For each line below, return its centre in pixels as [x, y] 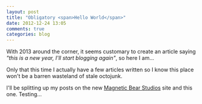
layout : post [23, 12]
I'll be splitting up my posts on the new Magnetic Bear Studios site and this [99, 88]
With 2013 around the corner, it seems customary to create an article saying [101, 51]
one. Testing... [24, 94]
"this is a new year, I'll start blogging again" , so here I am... [80, 58]
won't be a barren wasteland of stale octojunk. [64, 76]
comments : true [25, 29]
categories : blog [28, 34]
